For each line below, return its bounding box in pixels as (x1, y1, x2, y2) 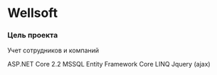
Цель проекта (7, 30, 58, 40)
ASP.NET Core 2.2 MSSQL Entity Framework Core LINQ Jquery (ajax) (7, 60, 211, 69)
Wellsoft (7, 5, 58, 21)
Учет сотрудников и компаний (7, 46, 100, 54)
